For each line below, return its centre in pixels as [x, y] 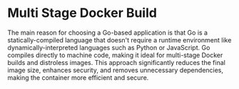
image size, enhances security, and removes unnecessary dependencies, [115, 70]
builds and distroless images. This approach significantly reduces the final [117, 62]
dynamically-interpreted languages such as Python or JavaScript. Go [109, 47]
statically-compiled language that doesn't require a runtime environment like [119, 40]
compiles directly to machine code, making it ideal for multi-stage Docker [115, 55]
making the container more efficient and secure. [78, 77]
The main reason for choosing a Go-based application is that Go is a [108, 32]
